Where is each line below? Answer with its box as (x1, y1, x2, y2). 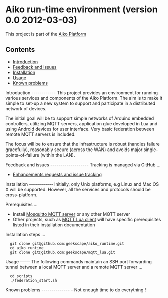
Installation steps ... (5, 231, 46, 237)
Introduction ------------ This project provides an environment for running (5, 89, 158, 96)
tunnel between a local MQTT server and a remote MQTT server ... (5, 264, 143, 270)
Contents (5, 45, 35, 54)
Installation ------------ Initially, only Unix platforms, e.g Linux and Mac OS (5, 181, 159, 187)
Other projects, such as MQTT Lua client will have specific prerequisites (12, 216, 161, 222)
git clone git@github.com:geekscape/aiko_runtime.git (10, 241, 124, 246)
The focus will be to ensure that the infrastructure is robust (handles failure (5, 141, 160, 147)
